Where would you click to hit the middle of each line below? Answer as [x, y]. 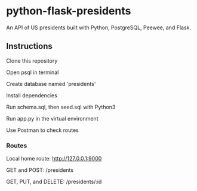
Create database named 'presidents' [51, 84]
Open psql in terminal [33, 72]
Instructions [29, 46]
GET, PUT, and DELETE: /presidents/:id [54, 182]
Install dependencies [32, 95]
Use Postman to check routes [43, 130]
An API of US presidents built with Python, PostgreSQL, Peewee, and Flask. [99, 27]
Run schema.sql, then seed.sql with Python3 [61, 107]
